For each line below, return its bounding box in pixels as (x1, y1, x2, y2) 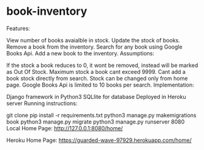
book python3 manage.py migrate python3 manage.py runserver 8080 (6, 118, 185, 125)
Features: (6, 25, 31, 32)
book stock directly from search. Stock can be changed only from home (6, 74, 188, 82)
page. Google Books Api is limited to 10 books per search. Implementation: (6, 81, 194, 89)
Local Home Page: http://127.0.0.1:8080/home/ (6, 124, 123, 132)
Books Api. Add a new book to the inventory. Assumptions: (6, 49, 155, 57)
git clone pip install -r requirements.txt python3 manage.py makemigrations (6, 111, 197, 119)
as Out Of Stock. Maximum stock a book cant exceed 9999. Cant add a (6, 68, 186, 75)
